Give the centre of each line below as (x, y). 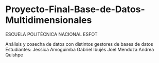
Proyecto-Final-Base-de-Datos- (75, 9)
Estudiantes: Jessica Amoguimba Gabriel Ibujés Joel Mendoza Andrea (80, 49)
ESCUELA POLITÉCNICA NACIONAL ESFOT (51, 34)
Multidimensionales (49, 20)
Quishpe (14, 55)
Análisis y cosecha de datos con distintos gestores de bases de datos (79, 44)
